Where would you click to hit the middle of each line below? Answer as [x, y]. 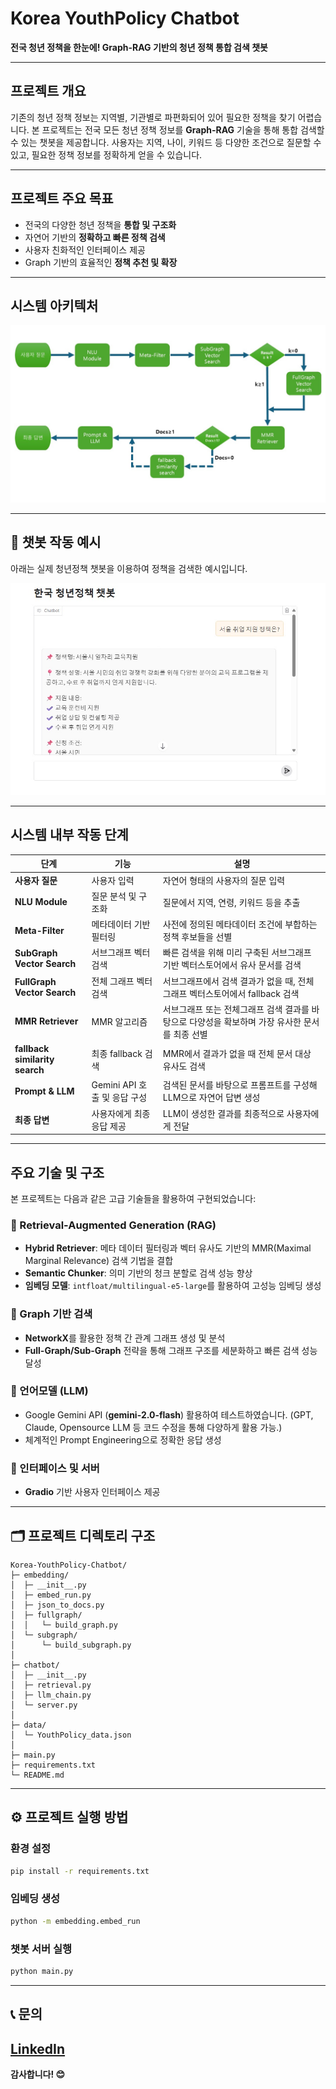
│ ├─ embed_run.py [51, 1595]
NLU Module [41, 902]
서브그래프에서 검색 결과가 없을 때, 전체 [238, 981]
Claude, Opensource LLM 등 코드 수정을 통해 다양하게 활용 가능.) [153, 1427]
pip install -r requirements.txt [80, 1871]
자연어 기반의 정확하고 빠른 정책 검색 [95, 237]
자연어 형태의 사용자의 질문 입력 [224, 880]
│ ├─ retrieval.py [51, 1685]
